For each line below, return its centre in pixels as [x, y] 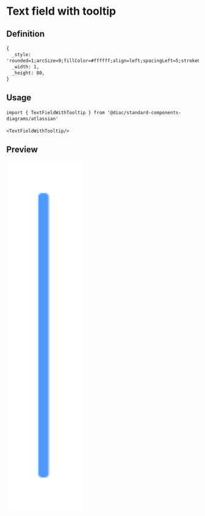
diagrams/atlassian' [33, 118]
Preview [22, 150]
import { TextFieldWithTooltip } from [56, 112]
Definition [25, 34]
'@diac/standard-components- [144, 112]
